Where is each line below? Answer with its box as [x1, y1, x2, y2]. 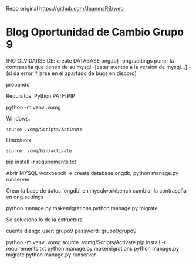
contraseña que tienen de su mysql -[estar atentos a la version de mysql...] [6, 63, 188, 70]
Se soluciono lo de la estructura [6, 216, 83, 223]
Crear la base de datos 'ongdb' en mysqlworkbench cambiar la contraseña [6, 187, 187, 194]
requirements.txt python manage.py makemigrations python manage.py [6, 245, 180, 252]
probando [6, 81, 30, 88]
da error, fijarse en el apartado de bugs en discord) [13, 70, 137, 77]
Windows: [6, 115, 31, 122]
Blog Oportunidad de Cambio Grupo [6, 26, 184, 39]
